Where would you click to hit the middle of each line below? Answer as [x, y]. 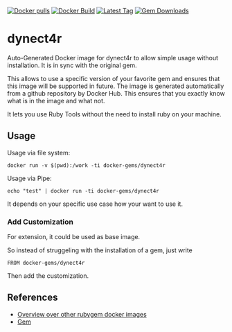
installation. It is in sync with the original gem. [72, 65]
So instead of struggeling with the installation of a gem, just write [100, 250]
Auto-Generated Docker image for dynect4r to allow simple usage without [113, 58]
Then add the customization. [48, 276]
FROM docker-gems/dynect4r [46, 263]
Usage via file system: [39, 152]
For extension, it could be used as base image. [74, 237]
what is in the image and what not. [56, 101]
